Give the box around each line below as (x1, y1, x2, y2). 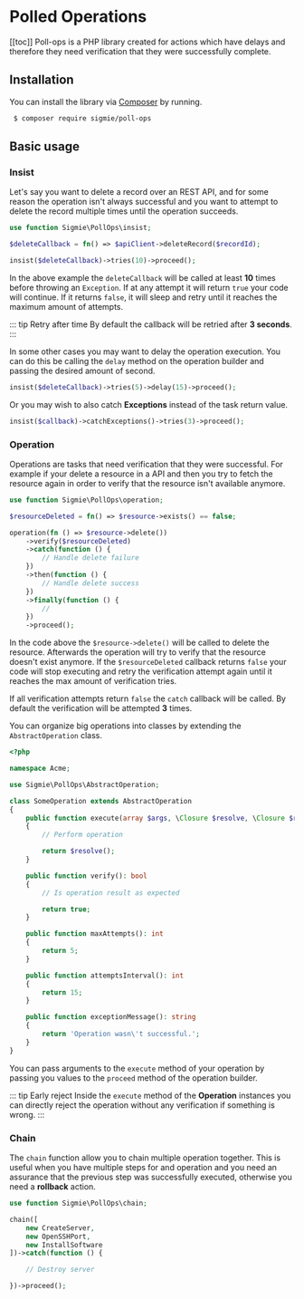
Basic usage (9, 139, 80, 155)
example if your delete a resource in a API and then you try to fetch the (9, 468, 273, 479)
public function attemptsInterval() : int (25, 971, 184, 980)
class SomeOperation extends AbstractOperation (9, 796, 193, 805)
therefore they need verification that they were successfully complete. (9, 45, 271, 56)
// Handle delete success (42, 578, 140, 588)
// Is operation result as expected (42, 888, 180, 898)
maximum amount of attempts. (9, 301, 124, 312)
